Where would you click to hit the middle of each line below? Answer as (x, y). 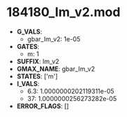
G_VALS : (29, 32)
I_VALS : (28, 83)
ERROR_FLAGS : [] (43, 106)
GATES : (28, 46)
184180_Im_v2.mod (63, 12)
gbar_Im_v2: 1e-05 (54, 39)
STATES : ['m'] (37, 76)
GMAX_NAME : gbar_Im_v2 (56, 69)
